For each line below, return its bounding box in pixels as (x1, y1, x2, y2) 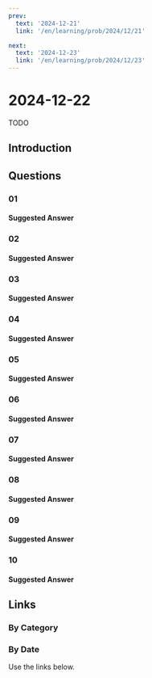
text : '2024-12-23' (15, 49, 81, 57)
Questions (8, 169, 62, 183)
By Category (8, 622, 59, 634)
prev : (8, 11, 27, 20)
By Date (8, 644, 40, 655)
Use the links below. (8, 662, 75, 672)
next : (8, 41, 27, 49)
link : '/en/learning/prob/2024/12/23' (15, 57, 146, 65)
